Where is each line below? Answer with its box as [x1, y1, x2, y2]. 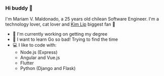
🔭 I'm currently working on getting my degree [12, 31, 108, 37]
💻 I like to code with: [12, 42, 57, 48]
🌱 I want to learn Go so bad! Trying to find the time [12, 36, 118, 42]
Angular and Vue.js [20, 55, 60, 61]
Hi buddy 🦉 [5, 5, 33, 12]
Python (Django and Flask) [20, 65, 76, 71]
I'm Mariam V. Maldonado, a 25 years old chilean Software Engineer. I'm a [5, 16, 159, 22]
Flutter [20, 60, 34, 66]
